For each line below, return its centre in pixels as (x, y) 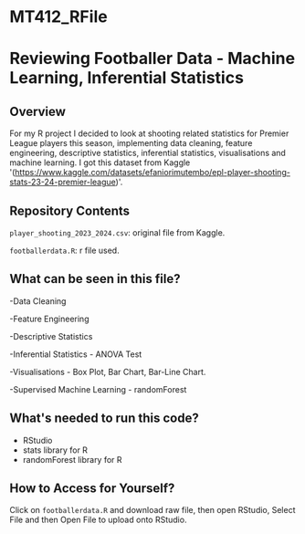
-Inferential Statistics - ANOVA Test (76, 354)
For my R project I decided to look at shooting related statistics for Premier (149, 133)
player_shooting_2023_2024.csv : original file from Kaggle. (117, 233)
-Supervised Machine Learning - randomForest (98, 389)
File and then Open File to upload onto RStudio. (98, 520)
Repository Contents (70, 210)
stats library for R (55, 450)
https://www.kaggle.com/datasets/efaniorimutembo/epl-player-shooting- (152, 173)
